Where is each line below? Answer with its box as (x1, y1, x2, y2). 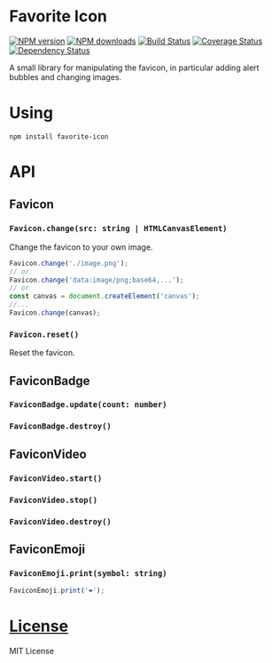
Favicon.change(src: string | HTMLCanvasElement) (9, 224, 228, 234)
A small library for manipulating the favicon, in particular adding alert (9, 62, 260, 73)
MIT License (9, 646, 55, 657)
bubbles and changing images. (9, 71, 122, 82)
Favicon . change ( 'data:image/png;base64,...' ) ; (9, 276, 184, 284)
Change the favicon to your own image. (9, 242, 153, 252)
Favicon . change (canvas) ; (9, 308, 101, 317)
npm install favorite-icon (9, 132, 109, 141)
